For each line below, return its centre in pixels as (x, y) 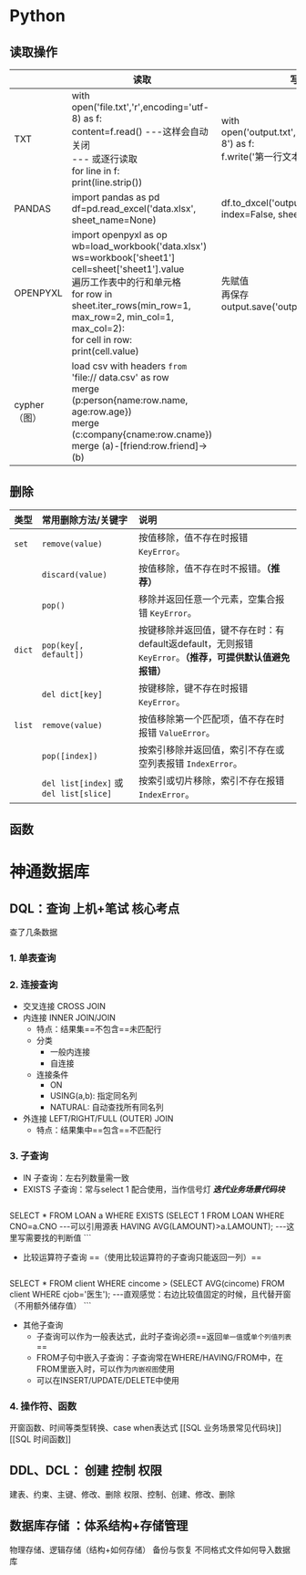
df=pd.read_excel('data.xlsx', (134, 209)
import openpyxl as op (119, 235)
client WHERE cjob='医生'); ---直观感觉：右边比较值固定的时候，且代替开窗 (150, 1294)
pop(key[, (63, 645)
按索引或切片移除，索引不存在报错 (211, 780)
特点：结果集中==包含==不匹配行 (99, 1130)
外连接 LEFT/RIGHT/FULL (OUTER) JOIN (98, 1119)
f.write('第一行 (252, 156)
